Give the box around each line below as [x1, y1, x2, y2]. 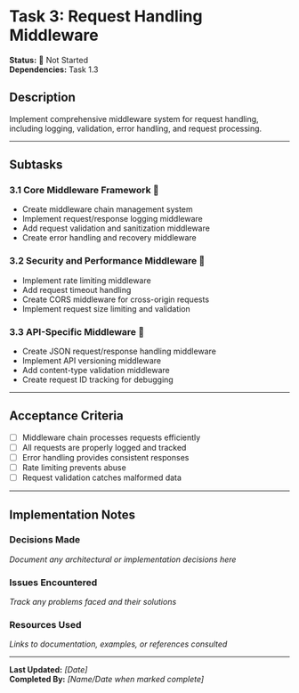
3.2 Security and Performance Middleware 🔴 [9, 255, 206, 267]
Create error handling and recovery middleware [21, 232, 198, 243]
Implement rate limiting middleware [21, 274, 151, 286]
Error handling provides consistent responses [21, 452, 190, 462]
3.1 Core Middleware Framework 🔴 [9, 184, 160, 197]
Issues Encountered [9, 576, 98, 589]
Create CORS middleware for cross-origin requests [21, 294, 210, 305]
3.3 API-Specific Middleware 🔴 [9, 325, 145, 338]
